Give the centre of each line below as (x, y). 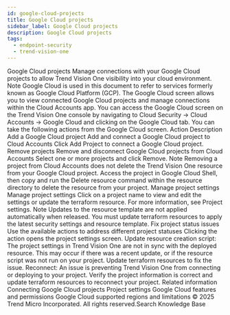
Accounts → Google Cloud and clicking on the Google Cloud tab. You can (111, 122)
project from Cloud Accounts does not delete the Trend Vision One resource (115, 166)
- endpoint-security (43, 45)
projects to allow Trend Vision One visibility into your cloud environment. (110, 78)
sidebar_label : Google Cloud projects (62, 26)
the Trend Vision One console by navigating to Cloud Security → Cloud (107, 114)
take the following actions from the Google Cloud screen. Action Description (115, 129)
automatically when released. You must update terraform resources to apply (115, 216)
